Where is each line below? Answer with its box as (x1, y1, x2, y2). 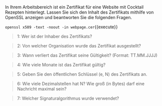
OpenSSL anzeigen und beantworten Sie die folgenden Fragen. (5, 15, 132, 20)
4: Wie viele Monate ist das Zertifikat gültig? (17, 62, 106, 67)
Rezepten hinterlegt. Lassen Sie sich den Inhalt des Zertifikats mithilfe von (5, 9, 154, 15)
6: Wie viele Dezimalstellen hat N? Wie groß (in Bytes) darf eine (17, 81, 145, 86)
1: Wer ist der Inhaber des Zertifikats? (17, 34, 92, 39)
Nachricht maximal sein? (17, 86, 67, 92)
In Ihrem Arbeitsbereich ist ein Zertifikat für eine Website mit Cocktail (5, 4, 144, 10)
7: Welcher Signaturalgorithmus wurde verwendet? (17, 95, 120, 101)
